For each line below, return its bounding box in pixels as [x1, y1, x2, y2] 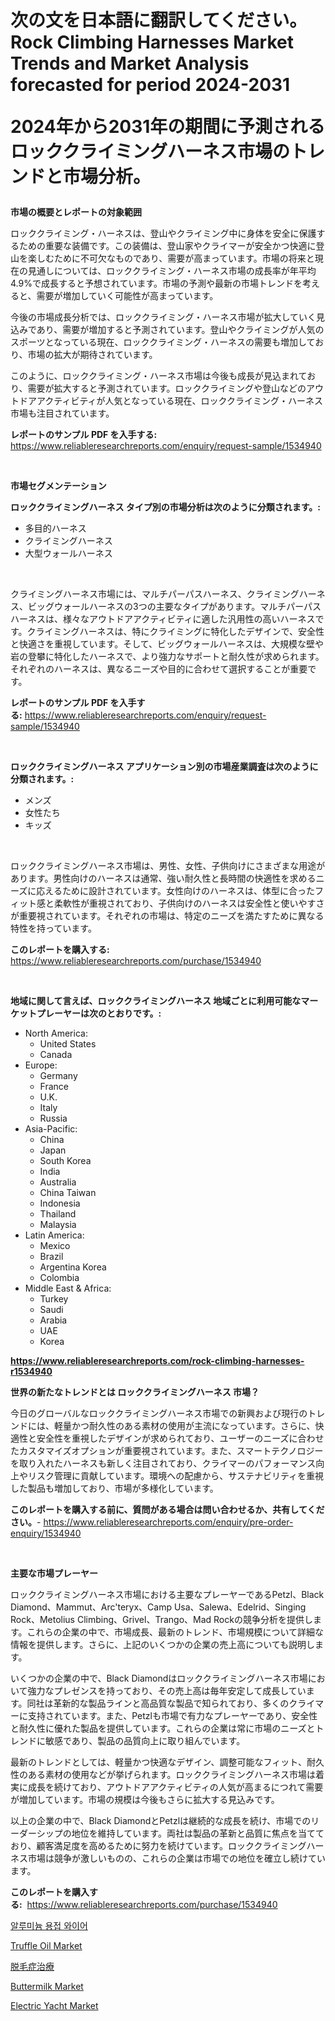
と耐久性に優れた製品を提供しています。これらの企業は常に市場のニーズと [10, 1722, 316, 1735]
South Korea [39, 1155, 92, 1167]
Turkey [39, 1293, 69, 1305]
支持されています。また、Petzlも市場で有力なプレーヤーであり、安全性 [27, 1710, 318, 1722]
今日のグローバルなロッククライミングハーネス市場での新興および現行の [10, 1407, 308, 1420]
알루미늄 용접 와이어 [10, 1920, 88, 1932]
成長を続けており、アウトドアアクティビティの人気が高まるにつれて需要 [27, 1781, 324, 1793]
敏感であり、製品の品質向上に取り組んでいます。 [44, 1735, 246, 1747]
